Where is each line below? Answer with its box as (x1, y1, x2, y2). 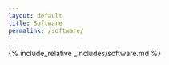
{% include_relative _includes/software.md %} (8, 49, 162, 59)
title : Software (8, 19, 62, 27)
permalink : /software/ (8, 26, 84, 35)
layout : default (8, 11, 62, 20)
